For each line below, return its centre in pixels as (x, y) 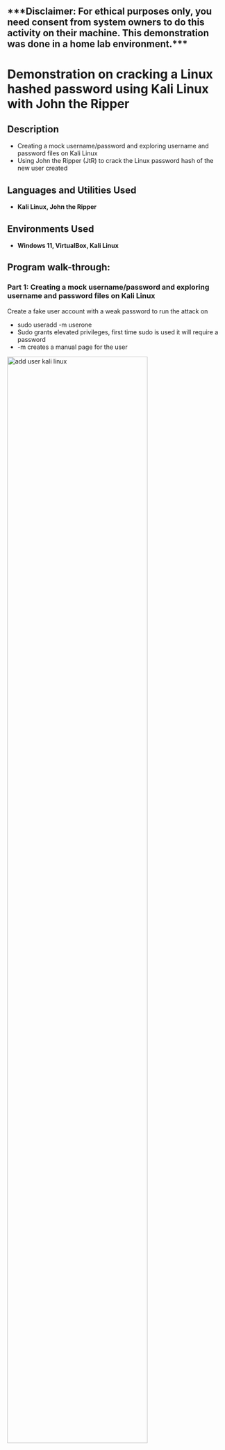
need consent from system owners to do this (106, 23)
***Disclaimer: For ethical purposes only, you (110, 11)
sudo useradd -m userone (55, 325)
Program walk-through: (59, 267)
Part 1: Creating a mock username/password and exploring (108, 287)
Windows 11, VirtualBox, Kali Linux (68, 246)
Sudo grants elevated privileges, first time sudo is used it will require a (118, 332)
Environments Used (51, 229)
